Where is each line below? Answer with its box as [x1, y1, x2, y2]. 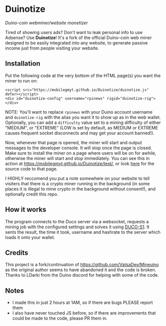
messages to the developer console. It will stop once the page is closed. [5, 145, 152, 151]
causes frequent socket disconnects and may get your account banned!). [5, 130, 155, 136]
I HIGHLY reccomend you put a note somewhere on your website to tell [5, 175, 150, 181]
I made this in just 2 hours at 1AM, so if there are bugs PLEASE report [12, 300, 153, 306]
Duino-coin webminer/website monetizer [5, 20, 88, 26]
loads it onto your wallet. [5, 234, 55, 240]
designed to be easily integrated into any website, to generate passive [5, 40, 148, 45]
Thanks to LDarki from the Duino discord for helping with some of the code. [5, 272, 159, 278]
